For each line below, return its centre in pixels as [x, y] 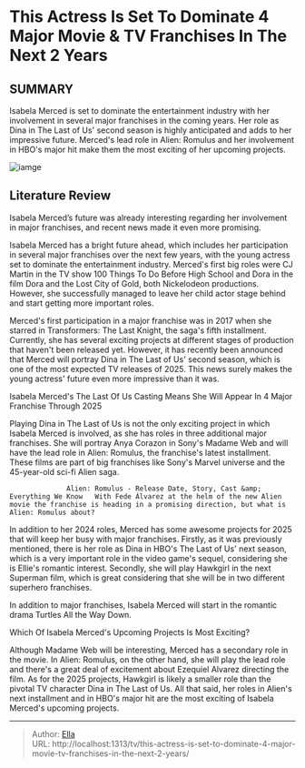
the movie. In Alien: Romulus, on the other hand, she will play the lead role [148, 659]
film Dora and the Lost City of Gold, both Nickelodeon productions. [134, 283]
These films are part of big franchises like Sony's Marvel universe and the [148, 462]
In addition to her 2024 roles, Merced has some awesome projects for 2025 [151, 529]
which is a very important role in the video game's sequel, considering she [148, 558]
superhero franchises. [51, 587]
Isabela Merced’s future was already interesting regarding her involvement [148, 217]
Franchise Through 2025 [56, 406]
